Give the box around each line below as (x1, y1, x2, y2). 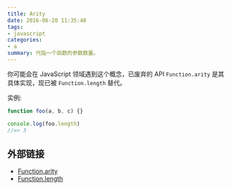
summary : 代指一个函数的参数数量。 (7, 50, 99, 57)
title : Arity (7, 10, 46, 18)
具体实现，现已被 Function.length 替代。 (7, 78, 127, 87)
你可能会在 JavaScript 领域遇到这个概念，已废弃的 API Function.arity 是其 (7, 70, 225, 78)
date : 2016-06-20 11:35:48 (7, 17, 87, 24)
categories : (7, 37, 42, 44)
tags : (7, 23, 23, 30)
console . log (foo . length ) (7, 120, 80, 127)
